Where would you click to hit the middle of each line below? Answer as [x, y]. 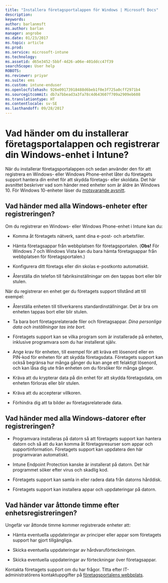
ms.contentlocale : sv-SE [31, 104]
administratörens [23, 575]
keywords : [16, 19]
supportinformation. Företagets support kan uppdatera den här [78, 449]
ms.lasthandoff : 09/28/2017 [35, 109]
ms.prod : [14, 47]
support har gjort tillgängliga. [43, 540]
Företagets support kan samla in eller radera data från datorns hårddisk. [87, 480]
